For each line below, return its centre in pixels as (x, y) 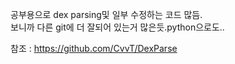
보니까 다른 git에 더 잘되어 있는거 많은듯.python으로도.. (117, 27)
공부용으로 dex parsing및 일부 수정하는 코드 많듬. (106, 14)
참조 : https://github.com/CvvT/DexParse (94, 48)
